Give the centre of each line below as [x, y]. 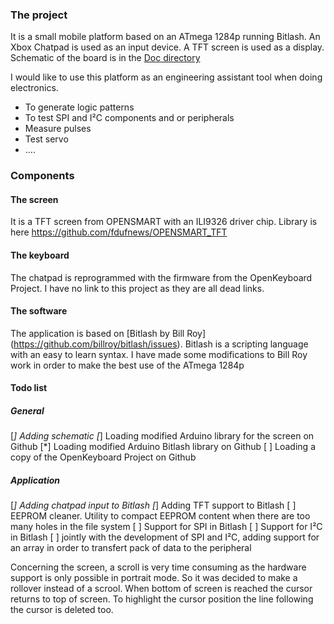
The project [39, 15]
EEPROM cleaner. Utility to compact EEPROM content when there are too [160, 516]
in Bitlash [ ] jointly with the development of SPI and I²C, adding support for [165, 537]
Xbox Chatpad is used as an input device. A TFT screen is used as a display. [167, 47]
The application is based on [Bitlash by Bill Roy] [108, 333]
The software [39, 311]
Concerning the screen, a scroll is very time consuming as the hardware [158, 567]
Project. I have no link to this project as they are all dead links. [137, 288]
